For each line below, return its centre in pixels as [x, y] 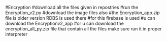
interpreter [16, 34]
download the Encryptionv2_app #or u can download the [65, 23]
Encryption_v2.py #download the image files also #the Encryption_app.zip [82, 13]
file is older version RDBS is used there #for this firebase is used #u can [80, 18]
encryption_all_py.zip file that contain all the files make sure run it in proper [83, 29]
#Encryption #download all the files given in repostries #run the [72, 7]
